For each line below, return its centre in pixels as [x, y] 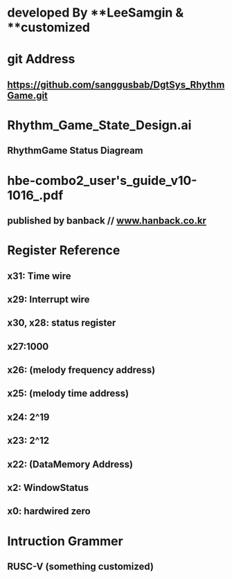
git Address [41, 59]
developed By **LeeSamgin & [96, 13]
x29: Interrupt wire [48, 299]
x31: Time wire [39, 276]
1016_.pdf [35, 195]
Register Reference [64, 250]
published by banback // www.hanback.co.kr [107, 221]
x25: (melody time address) [68, 394]
